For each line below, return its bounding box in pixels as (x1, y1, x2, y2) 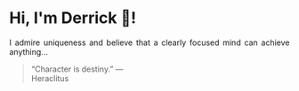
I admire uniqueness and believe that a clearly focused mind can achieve (9, 37, 290, 48)
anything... (9, 46, 49, 57)
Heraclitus (30, 72, 69, 83)
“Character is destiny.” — (30, 64, 124, 74)
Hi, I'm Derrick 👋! (9, 8, 136, 28)
